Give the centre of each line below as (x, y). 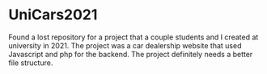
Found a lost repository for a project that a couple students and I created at (133, 37)
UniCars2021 (53, 15)
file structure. (31, 63)
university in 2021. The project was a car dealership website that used (125, 45)
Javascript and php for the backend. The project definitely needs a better (131, 54)
